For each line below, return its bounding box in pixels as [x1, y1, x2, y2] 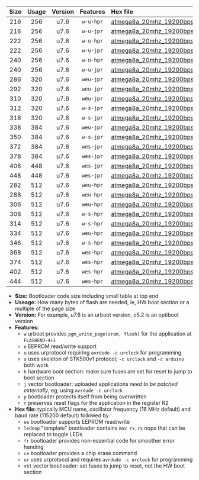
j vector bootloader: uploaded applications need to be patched [23, 381, 178, 387]
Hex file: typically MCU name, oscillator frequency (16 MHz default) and [14, 405, 191, 413]
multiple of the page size [14, 305, 76, 312]
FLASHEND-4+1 [23, 337, 56, 343]
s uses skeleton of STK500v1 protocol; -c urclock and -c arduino [23, 355, 185, 362]
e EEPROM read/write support [23, 343, 97, 350]
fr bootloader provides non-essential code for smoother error [23, 437, 175, 444]
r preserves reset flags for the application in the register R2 [23, 400, 169, 406]
